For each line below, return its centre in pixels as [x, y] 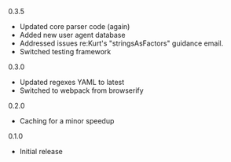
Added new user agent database [72, 35]
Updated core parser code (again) [75, 26]
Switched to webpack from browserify [81, 90]
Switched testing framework [65, 52]
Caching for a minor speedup [67, 121]
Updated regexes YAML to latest [72, 82]
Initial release [41, 151]
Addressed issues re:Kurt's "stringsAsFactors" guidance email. [121, 43]
